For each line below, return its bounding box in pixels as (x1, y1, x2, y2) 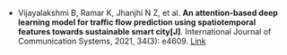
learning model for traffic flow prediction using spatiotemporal (17, 17, 257, 27)
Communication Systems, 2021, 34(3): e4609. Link (17, 35, 206, 46)
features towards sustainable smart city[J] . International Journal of (17, 27, 272, 36)
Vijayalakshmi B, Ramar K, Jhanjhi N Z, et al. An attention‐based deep (17, 8, 278, 18)
